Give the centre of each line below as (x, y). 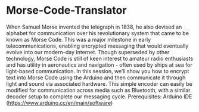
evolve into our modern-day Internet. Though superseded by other (88, 52)
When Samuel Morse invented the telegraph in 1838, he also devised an (94, 27)
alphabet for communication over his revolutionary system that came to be (98, 33)
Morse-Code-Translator (66, 10)
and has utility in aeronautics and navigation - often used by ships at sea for (99, 65)
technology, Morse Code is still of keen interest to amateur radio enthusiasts (100, 58)
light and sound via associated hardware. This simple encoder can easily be (99, 83)
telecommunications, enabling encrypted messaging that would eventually (97, 46)
